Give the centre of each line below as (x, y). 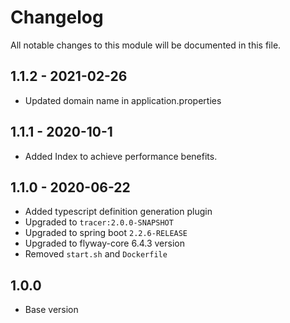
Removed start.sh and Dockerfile (96, 254)
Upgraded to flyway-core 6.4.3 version (104, 243)
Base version (51, 310)
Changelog (57, 17)
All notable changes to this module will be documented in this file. (146, 45)
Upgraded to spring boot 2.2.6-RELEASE (106, 233)
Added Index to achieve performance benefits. (121, 156)
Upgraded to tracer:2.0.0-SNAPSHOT (99, 222)
